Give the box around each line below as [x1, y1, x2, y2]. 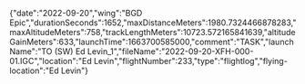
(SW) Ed [54, 46, 86, 57]
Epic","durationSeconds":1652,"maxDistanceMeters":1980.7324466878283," [9, 17, 297, 28]
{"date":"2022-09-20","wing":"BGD [9, 8, 143, 18]
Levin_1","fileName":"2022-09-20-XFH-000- [86, 46, 254, 57]
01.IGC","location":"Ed [9, 56, 93, 66]
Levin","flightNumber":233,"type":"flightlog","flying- [94, 56, 289, 66]
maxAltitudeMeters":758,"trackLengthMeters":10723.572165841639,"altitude [9, 27, 296, 37]
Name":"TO [9, 46, 53, 57]
